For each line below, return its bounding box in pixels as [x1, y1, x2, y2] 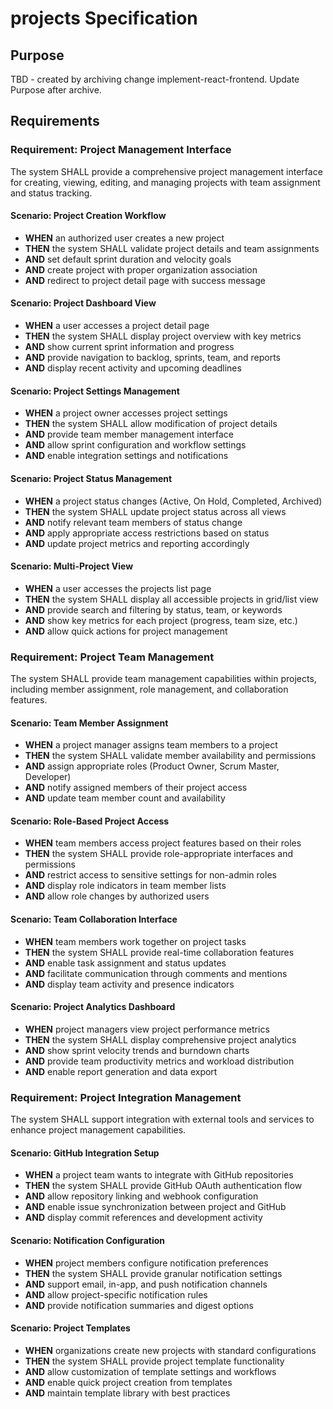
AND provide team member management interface [24, 428, 235, 441]
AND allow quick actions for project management [24, 625, 228, 637]
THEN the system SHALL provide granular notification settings [24, 1267, 283, 1279]
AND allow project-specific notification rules [24, 1288, 208, 1301]
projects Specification [10, 7, 198, 30]
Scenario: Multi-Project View [10, 560, 134, 572]
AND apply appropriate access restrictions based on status [24, 527, 270, 539]
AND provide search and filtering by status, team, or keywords [24, 603, 283, 616]
